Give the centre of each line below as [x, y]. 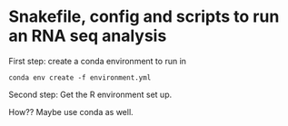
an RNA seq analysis [88, 36]
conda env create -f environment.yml [80, 78]
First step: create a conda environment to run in [98, 61]
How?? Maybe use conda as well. [71, 111]
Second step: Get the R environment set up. [90, 94]
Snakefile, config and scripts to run [144, 17]
